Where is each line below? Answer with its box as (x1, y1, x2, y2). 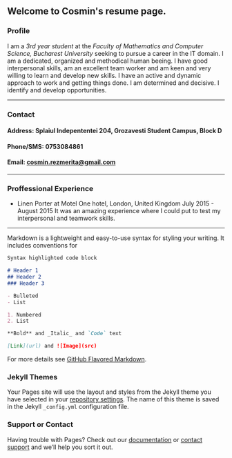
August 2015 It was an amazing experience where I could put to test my (17, 207, 221, 215)
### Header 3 (7, 279, 45, 287)
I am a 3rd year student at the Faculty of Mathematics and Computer (7, 41, 204, 50)
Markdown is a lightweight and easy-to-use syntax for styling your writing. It (7, 234, 224, 242)
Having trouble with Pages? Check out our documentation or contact (7, 435, 202, 444)
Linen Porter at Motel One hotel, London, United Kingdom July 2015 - (17, 199, 214, 208)
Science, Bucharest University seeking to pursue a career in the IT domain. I (7, 49, 224, 57)
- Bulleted (7, 292, 39, 299)
